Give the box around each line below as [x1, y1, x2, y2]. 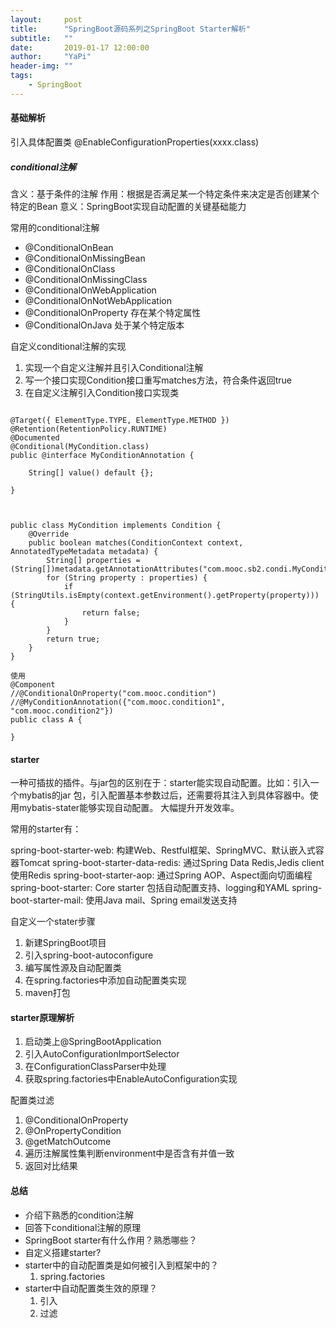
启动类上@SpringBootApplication [24, 1036, 162, 1048]
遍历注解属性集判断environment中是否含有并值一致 [24, 1147, 235, 1160]
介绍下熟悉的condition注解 [24, 1209, 135, 1221]
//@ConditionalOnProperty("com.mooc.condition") [10, 688, 217, 698]
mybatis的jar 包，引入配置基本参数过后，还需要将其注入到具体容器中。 [18, 789, 310, 801]
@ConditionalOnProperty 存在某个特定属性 [24, 306, 202, 318]
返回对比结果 [24, 1160, 78, 1172]
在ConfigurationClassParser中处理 [24, 1061, 167, 1073]
